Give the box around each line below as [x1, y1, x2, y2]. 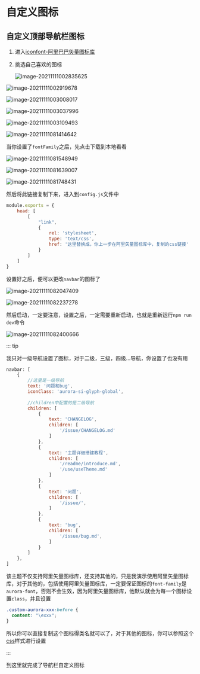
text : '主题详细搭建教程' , [48, 450, 109, 456]
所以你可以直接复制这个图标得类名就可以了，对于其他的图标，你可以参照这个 [6, 629, 194, 637]
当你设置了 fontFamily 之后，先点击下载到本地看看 [6, 143, 127, 150]
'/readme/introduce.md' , [59, 461, 121, 467]
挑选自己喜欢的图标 [14, 61, 62, 68]
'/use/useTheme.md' [59, 466, 108, 472]
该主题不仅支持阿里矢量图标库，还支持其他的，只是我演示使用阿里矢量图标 [6, 572, 189, 580]
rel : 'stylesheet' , [48, 230, 97, 236]
